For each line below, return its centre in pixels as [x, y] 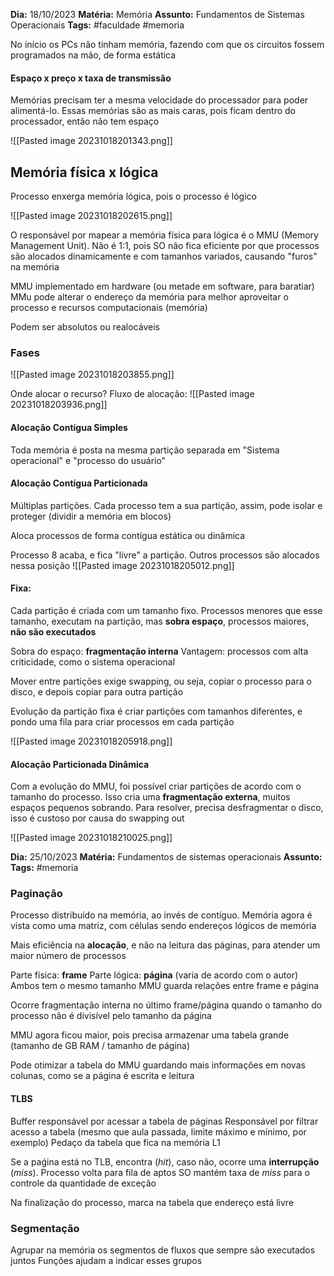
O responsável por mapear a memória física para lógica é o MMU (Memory [164, 235]
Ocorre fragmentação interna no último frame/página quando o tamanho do [166, 1005]
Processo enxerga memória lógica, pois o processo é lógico [133, 196]
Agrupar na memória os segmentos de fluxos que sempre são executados [163, 1250]
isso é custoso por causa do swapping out [97, 818]
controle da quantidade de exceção [83, 1183]
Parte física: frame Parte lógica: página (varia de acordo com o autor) [154, 975]
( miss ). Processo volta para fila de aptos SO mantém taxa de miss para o [160, 1172]
